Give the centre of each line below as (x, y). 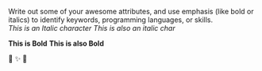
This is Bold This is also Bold (56, 43)
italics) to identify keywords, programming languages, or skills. (111, 20)
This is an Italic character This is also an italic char (92, 28)
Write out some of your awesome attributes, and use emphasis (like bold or (131, 11)
